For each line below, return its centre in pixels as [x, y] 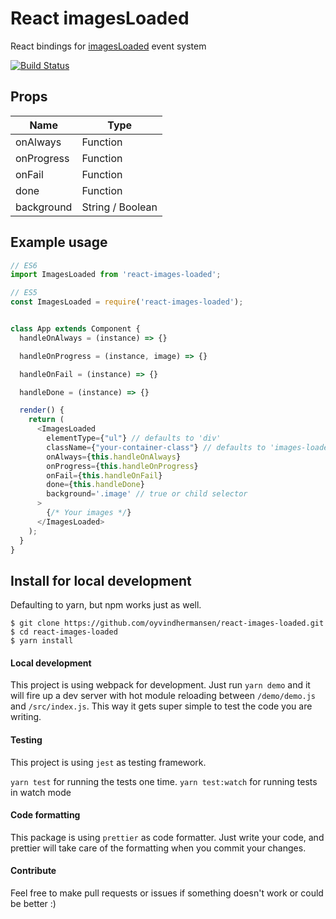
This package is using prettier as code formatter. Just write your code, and [167, 837]
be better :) [33, 904]
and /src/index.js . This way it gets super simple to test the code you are [161, 706]
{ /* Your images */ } [89, 513]
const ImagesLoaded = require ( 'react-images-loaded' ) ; [127, 302]
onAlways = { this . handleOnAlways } [114, 457]
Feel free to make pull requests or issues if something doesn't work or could [167, 893]
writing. [26, 717]
